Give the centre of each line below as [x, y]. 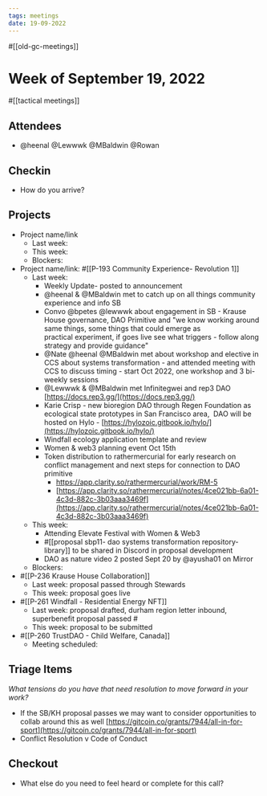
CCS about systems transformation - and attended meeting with [150, 362]
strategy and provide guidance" [96, 345]
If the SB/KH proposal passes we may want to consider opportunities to [138, 712]
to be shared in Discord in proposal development [152, 550]
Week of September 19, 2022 [107, 78]
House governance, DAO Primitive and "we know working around [152, 320]
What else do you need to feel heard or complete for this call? [122, 783]
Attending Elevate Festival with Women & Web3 [122, 533]
